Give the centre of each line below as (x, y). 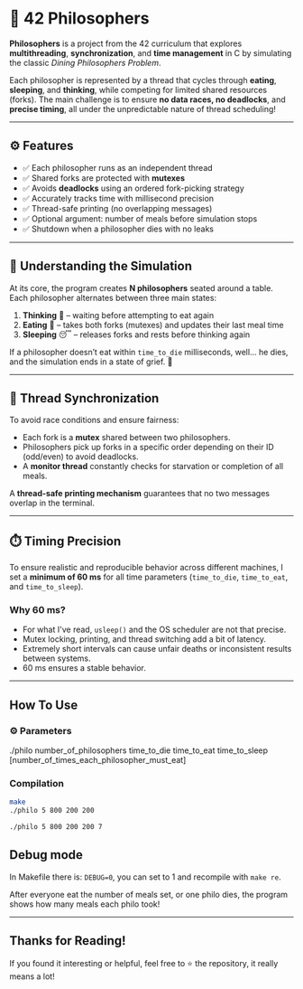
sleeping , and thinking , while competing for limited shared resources (138, 89)
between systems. (56, 658)
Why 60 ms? (37, 610)
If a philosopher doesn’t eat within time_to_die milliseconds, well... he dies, (149, 352)
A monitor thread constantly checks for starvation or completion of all (153, 466)
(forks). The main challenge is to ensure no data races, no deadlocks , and (147, 99)
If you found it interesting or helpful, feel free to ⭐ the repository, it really (144, 963)
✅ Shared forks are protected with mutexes (104, 178)
